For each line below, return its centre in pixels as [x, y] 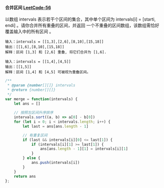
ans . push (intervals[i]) [55, 163]
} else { [32, 158]
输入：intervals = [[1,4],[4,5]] [38, 62]
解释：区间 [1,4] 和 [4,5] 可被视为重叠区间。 [48, 72]
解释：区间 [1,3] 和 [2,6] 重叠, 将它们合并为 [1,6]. [56, 52]
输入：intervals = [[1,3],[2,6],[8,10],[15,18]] [55, 42]
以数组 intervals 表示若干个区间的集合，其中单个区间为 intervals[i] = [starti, [80, 19]
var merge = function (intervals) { [41, 99]
